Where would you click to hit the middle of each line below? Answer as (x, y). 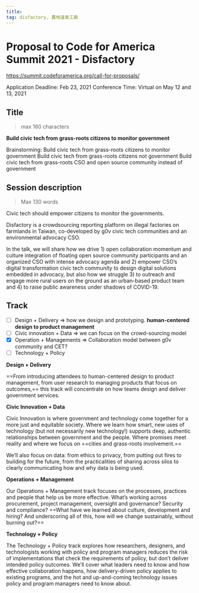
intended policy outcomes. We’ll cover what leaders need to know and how (98, 565)
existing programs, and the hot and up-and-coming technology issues (92, 578)
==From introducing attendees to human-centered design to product (90, 376)
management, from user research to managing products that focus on (91, 383)
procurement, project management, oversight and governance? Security (94, 504)
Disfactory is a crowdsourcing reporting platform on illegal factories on (93, 225)
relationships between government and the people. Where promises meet (96, 438)
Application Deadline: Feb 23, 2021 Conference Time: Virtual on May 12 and (99, 88)
